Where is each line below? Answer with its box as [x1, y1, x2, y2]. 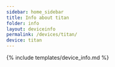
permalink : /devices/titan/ [6, 32, 78, 38]
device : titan [6, 37, 43, 43]
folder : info [6, 20, 40, 26]
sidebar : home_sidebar [6, 9, 64, 15]
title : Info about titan [6, 15, 69, 21]
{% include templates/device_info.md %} [6, 54, 110, 61]
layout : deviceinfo [6, 26, 56, 32]
